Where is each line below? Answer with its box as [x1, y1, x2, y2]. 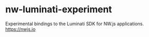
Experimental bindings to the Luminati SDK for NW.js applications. [5, 21, 144, 27]
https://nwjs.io [5, 26, 36, 32]
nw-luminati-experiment [5, 4, 112, 15]
